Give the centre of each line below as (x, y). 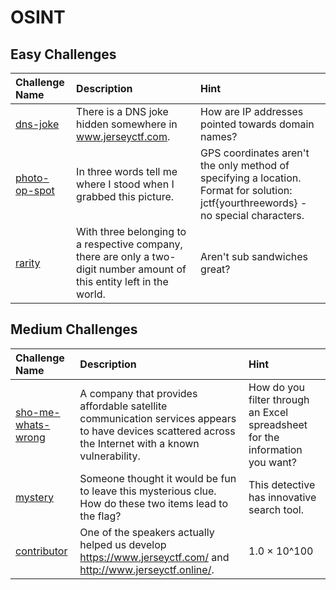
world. (91, 294)
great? (215, 269)
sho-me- (38, 412)
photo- (32, 178)
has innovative (282, 497)
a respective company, (129, 244)
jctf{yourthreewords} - (254, 203)
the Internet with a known (139, 443)
